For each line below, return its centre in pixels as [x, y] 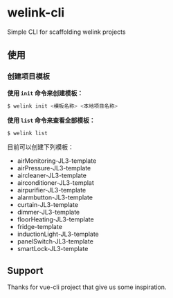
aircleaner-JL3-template [52, 176]
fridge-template [39, 227]
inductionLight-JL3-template [58, 234]
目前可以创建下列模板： [40, 147]
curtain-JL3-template [47, 205]
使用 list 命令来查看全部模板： [51, 120]
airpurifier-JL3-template [52, 190]
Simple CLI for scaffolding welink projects [66, 32]
